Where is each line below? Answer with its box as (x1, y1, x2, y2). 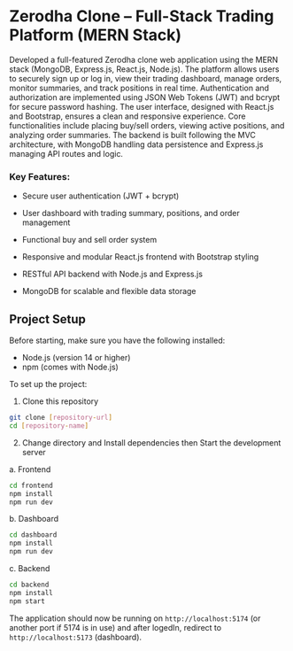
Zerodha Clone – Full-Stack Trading (9, 6, 274, 27)
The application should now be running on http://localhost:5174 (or (9, 613, 261, 624)
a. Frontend (9, 463, 51, 475)
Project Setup (9, 312, 87, 327)
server (21, 446, 46, 457)
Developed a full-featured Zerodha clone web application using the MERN (9, 54, 279, 65)
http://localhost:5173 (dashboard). (9, 632, 143, 642)
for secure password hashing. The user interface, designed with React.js (9, 101, 274, 112)
